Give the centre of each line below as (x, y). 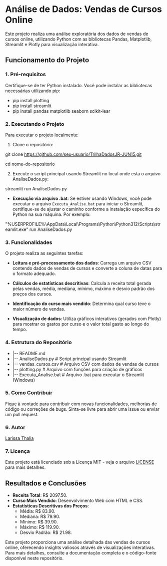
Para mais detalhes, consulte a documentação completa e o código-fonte (81, 553)
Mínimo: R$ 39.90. (39, 522)
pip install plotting (31, 100)
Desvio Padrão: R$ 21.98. (46, 532)
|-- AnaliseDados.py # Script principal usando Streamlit (69, 359)
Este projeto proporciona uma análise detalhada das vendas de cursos (78, 542)
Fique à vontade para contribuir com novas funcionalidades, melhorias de (81, 404)
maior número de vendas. (39, 309)
